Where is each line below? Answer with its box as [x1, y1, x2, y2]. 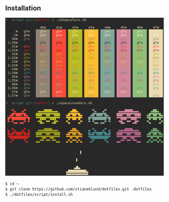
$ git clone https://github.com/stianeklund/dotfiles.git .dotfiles [5, 186, 152, 191]
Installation [5, 4, 41, 13]
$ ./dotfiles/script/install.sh [5, 192, 73, 197]
